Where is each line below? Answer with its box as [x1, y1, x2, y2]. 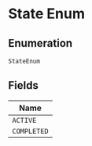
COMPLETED [12, 126, 49, 136]
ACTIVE [12, 116, 37, 125]
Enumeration [8, 36, 73, 50]
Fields [8, 79, 39, 92]
